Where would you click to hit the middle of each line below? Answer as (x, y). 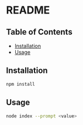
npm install (20, 84)
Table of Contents (39, 32)
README (28, 10)
